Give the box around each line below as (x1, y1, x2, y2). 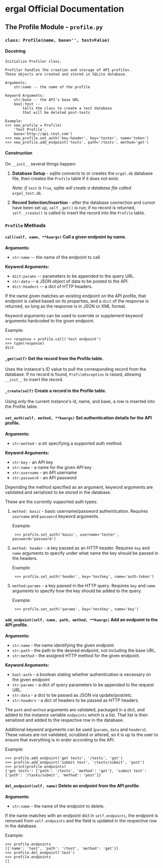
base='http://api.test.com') (14, 131, 73, 136)
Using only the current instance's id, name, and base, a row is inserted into (5, 398, 155, 404)
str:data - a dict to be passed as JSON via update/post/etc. (12, 692, 133, 698)
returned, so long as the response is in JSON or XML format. (5, 303, 127, 309)
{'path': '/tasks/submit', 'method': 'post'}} (5, 773, 101, 778)
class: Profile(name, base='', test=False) (5, 37, 110, 43)
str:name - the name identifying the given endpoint (12, 642, 114, 648)
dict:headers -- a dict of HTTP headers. (12, 284, 93, 289)
